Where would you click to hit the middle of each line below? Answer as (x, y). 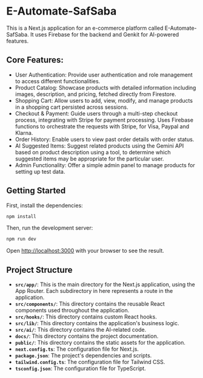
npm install (21, 216)
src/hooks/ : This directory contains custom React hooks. (86, 317)
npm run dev (21, 239)
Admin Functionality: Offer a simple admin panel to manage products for (105, 165)
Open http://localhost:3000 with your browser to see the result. (85, 251)
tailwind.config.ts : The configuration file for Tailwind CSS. (90, 362)
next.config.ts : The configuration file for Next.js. (77, 349)
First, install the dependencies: (45, 205)
